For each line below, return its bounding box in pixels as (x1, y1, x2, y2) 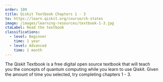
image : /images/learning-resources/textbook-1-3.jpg (5, 20, 114, 26)
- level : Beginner (9, 34, 47, 39)
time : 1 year (14, 39, 40, 44)
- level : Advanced (9, 43, 47, 48)
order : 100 (5, 7, 27, 12)
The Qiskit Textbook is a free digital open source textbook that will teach (5, 61, 150, 67)
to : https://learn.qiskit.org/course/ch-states (5, 16, 104, 21)
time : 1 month (14, 48, 42, 52)
